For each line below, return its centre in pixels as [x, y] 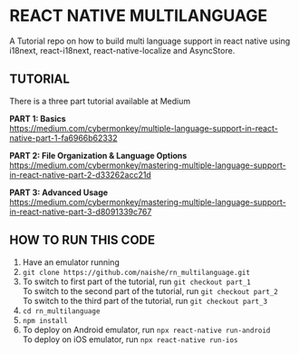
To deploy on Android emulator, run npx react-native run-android [146, 329]
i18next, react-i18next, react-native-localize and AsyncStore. [122, 50]
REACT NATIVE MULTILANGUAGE [139, 16]
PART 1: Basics [38, 118]
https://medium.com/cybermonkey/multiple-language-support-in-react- [144, 128]
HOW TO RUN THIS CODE [82, 240]
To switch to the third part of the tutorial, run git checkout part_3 [145, 300]
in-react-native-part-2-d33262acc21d [80, 174]
